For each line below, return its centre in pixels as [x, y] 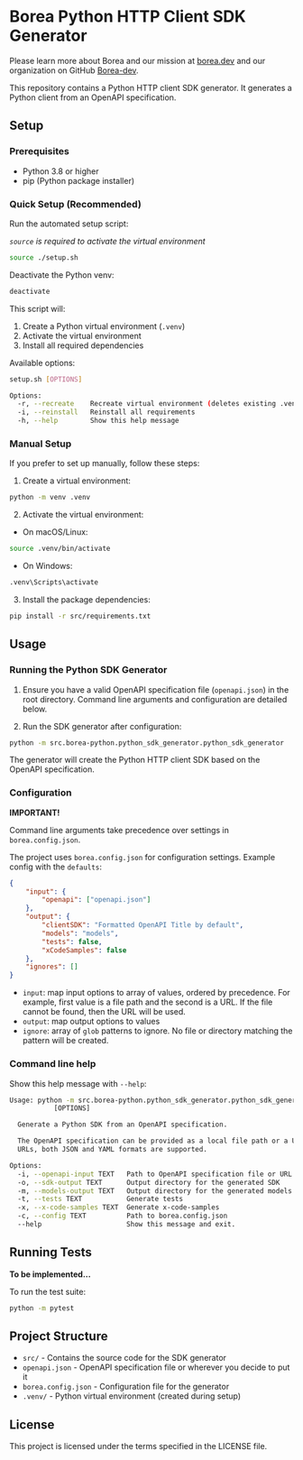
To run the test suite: [48, 1291]
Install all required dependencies [83, 345]
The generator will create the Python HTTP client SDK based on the [135, 760]
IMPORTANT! [35, 813]
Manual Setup [41, 444]
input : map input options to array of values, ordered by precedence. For [156, 993]
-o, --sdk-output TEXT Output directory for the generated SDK [149, 1182]
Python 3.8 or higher [60, 171]
